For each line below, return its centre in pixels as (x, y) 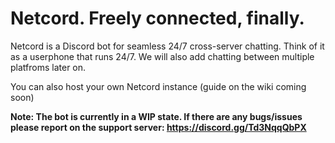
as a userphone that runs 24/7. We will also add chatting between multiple (162, 56)
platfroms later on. (48, 67)
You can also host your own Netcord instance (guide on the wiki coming (158, 86)
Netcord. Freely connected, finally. (157, 18)
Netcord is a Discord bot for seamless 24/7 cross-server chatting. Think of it (167, 46)
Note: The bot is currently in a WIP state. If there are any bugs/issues (156, 116)
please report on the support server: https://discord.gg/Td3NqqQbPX (158, 127)
